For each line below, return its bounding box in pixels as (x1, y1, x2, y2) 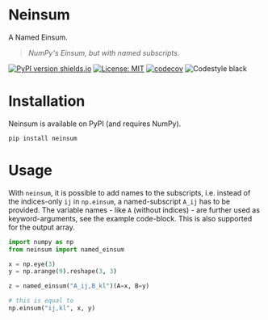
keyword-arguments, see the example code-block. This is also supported (8, 213, 253, 223)
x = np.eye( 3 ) (8, 260, 57, 268)
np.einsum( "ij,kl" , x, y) (8, 305, 95, 313)
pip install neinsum (8, 134, 78, 142)
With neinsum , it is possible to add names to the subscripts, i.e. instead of (8, 187, 251, 197)
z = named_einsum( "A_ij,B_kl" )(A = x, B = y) (8, 282, 150, 290)
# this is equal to (8, 297, 74, 305)
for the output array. (8, 222, 75, 232)
